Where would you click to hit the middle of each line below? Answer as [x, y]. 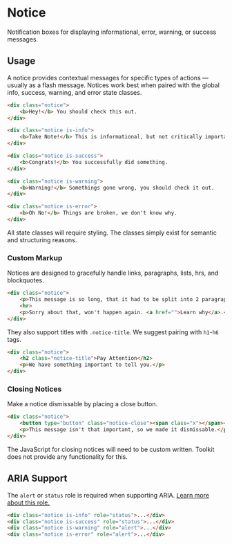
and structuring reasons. [42, 239]
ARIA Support [37, 479]
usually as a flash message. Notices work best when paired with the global [113, 85]
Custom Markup [35, 257]
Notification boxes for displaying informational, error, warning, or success [112, 32]
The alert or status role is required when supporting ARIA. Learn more [108, 495]
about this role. [29, 502]
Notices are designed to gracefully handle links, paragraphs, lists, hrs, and [113, 273]
